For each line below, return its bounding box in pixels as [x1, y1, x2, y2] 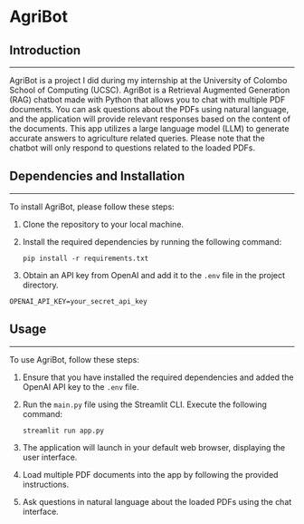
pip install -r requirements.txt [22, 254, 149, 263]
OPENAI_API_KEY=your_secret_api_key [9, 296, 147, 306]
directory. [22, 279, 59, 290]
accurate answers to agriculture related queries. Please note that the [9, 133, 265, 143]
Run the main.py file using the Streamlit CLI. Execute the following [22, 399, 267, 410]
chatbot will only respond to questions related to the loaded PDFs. [9, 142, 256, 153]
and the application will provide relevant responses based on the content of [9, 113, 291, 124]
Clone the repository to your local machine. [22, 218, 184, 229]
